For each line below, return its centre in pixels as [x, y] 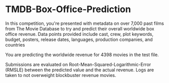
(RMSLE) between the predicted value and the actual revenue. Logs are [80, 70]
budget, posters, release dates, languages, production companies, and [79, 39]
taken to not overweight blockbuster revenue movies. [61, 75]
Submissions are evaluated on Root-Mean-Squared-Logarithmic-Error [78, 64]
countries [15, 45]
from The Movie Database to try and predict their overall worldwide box [80, 28]
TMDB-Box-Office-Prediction [68, 9]
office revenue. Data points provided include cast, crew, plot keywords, [79, 34]
